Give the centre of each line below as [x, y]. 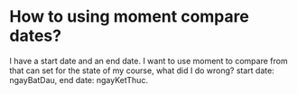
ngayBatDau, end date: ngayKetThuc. [79, 80]
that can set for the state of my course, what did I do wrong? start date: [142, 70]
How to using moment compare [130, 17]
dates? [35, 36]
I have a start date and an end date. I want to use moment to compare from [148, 61]
